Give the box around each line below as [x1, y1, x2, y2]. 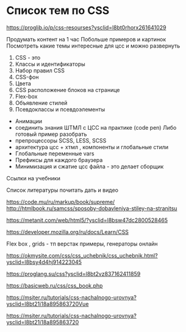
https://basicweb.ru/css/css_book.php [6, 281, 103, 289]
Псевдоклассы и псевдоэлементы [15, 105, 106, 113]
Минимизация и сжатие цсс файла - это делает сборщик [15, 163, 164, 170]
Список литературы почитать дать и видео [6, 186, 119, 194]
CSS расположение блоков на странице [15, 86, 120, 93]
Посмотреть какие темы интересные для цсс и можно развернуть [6, 42, 181, 49]
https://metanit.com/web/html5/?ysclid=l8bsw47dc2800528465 [6, 216, 168, 224]
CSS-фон [15, 73, 39, 80]
